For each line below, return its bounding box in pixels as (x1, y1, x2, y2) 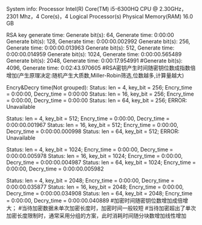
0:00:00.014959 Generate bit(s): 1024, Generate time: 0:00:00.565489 (6, 51, 182, 57)
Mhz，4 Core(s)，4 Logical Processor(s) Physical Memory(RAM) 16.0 (19, 13, 194, 20)
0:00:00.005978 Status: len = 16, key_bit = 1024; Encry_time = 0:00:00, (6, 152, 183, 159)
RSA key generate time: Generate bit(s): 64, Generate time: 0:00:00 (6, 31, 174, 38)
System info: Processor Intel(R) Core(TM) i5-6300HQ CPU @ (6, 5, 158, 12)
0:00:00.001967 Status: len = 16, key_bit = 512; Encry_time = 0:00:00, (6, 122, 178, 128)
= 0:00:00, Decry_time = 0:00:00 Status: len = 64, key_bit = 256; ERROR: (6, 97, 187, 104)
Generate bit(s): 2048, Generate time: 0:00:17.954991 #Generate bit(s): (6, 57, 183, 64)
